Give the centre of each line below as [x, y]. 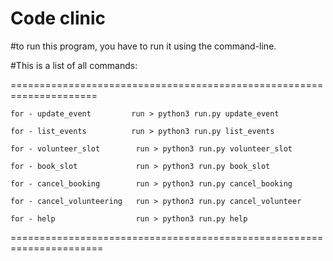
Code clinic [58, 18]
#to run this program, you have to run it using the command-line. [143, 46]
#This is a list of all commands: [74, 65]
